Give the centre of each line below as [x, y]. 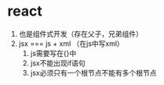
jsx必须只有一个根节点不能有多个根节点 [94, 73]
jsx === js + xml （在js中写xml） [71, 43]
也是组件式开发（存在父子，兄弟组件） [80, 34]
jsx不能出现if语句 [58, 63]
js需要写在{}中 [53, 53]
